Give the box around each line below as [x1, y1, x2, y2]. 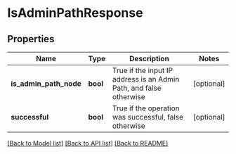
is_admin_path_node [11, 79, 82, 89]
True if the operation [112, 103, 181, 113]
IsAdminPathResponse [7, 5, 143, 21]
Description [129, 54, 170, 63]
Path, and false [112, 83, 162, 93]
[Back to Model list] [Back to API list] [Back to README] [7, 139, 169, 147]
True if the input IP [112, 65, 173, 75]
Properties [7, 33, 55, 45]
